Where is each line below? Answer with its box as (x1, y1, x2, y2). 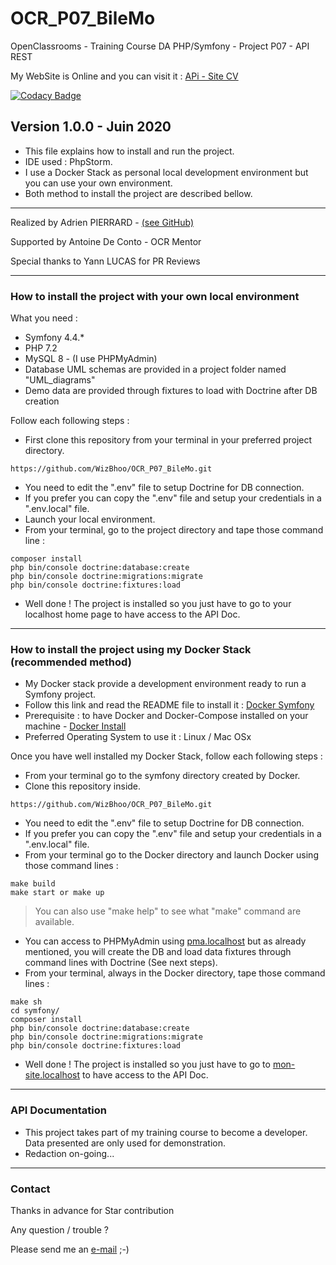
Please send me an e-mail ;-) (10, 1243, 130, 1255)
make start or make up (10, 888, 105, 898)
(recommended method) (10, 655, 132, 669)
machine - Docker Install (24, 720, 127, 732)
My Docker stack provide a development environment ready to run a (24, 678, 307, 690)
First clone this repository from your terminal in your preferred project (24, 434, 313, 446)
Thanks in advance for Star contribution (10, 1204, 175, 1216)
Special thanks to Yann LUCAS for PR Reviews (10, 255, 201, 267)
